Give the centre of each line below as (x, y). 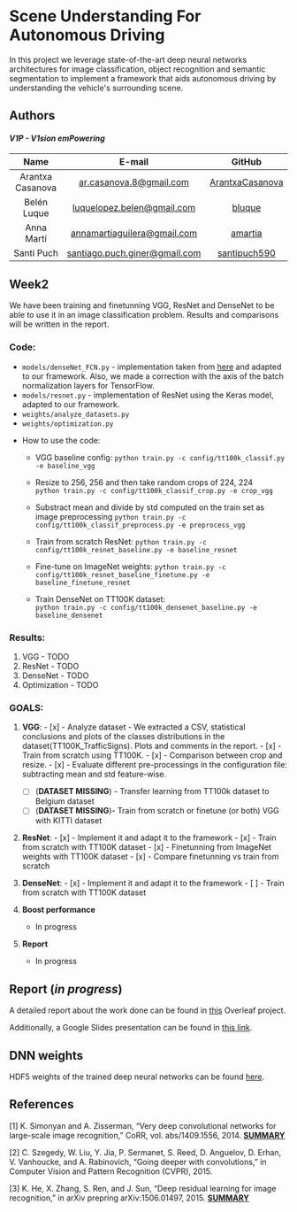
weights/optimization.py (68, 424)
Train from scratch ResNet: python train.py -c (121, 541)
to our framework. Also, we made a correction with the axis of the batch (153, 376)
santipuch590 (246, 252)
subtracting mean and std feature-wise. (94, 774)
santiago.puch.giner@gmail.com (134, 252)
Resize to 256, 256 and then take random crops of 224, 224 (144, 482)
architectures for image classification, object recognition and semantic (137, 69)
